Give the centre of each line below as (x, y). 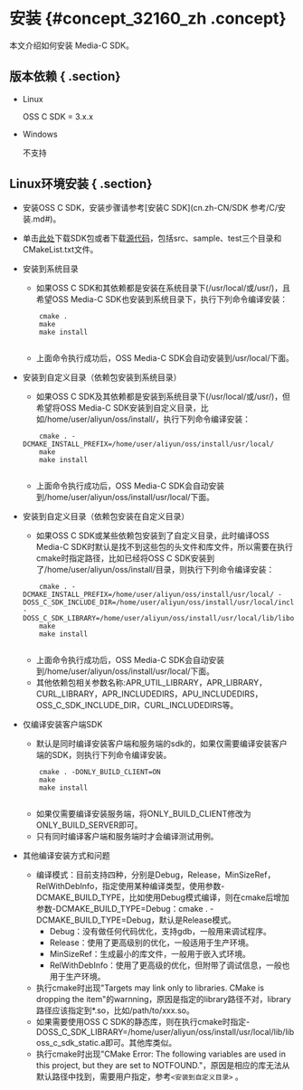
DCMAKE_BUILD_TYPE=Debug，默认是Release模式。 (136, 920)
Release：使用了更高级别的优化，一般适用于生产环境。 (151, 943)
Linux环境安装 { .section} (81, 184)
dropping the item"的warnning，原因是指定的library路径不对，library (163, 999)
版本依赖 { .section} (65, 76)
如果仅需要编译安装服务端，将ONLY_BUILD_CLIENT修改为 (143, 813)
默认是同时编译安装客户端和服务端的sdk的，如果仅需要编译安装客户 (161, 744)
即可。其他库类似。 (141, 1042)
